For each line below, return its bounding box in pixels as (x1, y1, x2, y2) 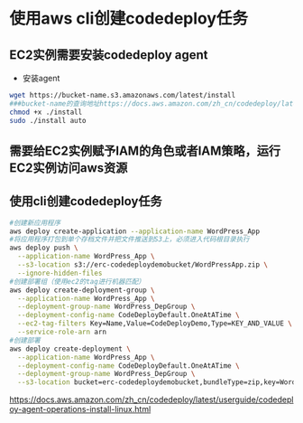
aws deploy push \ (9, 243, 78, 253)
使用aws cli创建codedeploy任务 (9, 8, 249, 29)
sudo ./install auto (9, 116, 87, 125)
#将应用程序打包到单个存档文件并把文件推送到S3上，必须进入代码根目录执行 (9, 235, 250, 244)
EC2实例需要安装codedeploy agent (9, 47, 209, 62)
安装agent (22, 73, 60, 83)
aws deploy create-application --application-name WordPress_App (9, 227, 260, 236)
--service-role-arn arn (17, 327, 106, 337)
